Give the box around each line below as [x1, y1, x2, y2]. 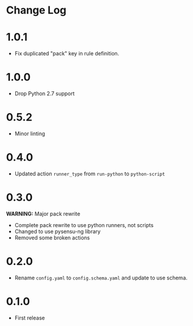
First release [14, 314, 45, 321]
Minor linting [14, 130, 45, 137]
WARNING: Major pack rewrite [6, 210, 81, 217]
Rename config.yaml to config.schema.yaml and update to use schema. [14, 274, 188, 281]
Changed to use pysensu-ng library [14, 228, 101, 235]
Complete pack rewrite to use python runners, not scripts [14, 221, 154, 228]
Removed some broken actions [14, 234, 90, 241]
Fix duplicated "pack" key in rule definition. [14, 50, 119, 57]
